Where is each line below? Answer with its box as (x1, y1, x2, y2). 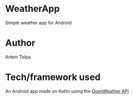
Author (5, 37, 35, 49)
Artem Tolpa (5, 54, 31, 60)
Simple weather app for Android (5, 20, 72, 26)
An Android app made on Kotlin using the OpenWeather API (5, 88, 129, 94)
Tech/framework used (5, 71, 101, 83)
